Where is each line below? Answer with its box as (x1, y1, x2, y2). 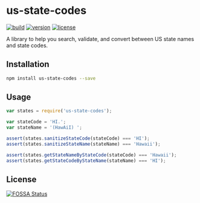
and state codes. (6, 42, 48, 49)
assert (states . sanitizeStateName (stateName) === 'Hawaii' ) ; (6, 141, 161, 147)
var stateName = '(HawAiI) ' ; (6, 124, 83, 130)
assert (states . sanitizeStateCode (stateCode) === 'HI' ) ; (6, 135, 150, 142)
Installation (6, 59, 50, 69)
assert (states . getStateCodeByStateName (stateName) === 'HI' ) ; (6, 158, 166, 164)
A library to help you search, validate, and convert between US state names (6, 35, 195, 42)
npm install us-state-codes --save (6, 75, 96, 82)
